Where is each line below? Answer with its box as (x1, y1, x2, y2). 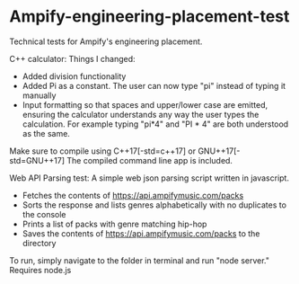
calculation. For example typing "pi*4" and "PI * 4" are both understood (22, 119, 289, 129)
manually (22, 90, 57, 101)
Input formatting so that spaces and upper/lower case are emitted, (22, 99, 268, 110)
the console (22, 209, 66, 219)
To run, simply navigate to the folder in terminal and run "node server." (9, 254, 270, 266)
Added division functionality (22, 70, 127, 82)
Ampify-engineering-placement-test (9, 6, 290, 27)
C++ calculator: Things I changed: (9, 53, 136, 64)
